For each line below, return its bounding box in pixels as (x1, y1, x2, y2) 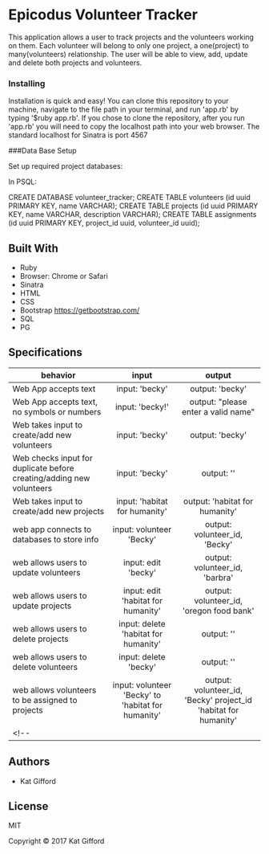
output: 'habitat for (183, 496, 254, 507)
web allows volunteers (12, 684, 97, 696)
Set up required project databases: (8, 161, 123, 171)
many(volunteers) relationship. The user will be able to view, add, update (8, 49, 248, 59)
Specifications (8, 345, 82, 359)
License (8, 799, 49, 813)
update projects (12, 600, 72, 611)
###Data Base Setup (8, 146, 78, 156)
